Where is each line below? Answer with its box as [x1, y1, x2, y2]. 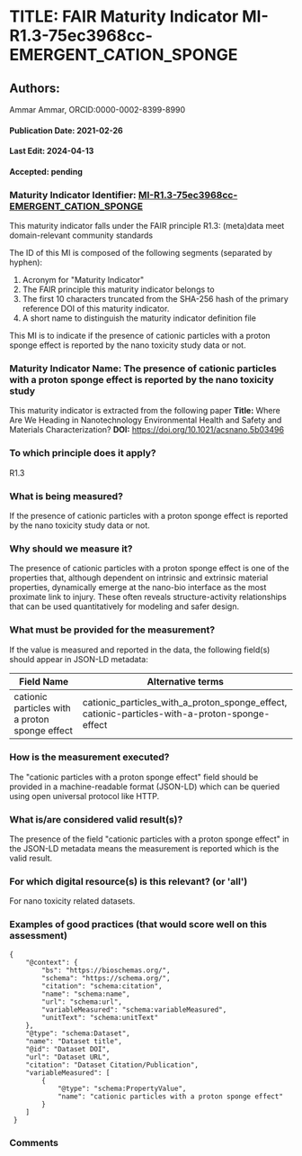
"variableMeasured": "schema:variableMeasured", [41, 1005, 227, 1015]
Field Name [19, 675, 69, 687]
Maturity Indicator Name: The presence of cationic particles [9, 362, 277, 375]
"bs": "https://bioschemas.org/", [41, 966, 171, 975]
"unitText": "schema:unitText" [41, 1013, 159, 1022]
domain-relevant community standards [9, 230, 154, 241]
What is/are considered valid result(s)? [9, 813, 183, 825]
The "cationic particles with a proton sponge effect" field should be [9, 771, 259, 782]
